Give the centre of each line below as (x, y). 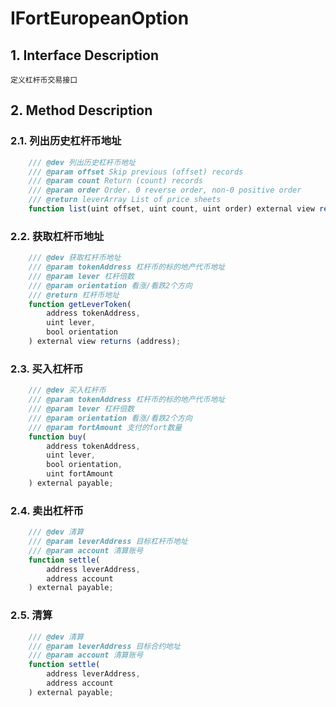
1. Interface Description (84, 55)
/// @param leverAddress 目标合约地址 (104, 646)
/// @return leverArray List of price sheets (125, 200)
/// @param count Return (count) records (115, 181)
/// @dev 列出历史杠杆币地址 (82, 162)
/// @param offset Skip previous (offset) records (136, 172)
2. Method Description (81, 110)
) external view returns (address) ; (105, 342)
